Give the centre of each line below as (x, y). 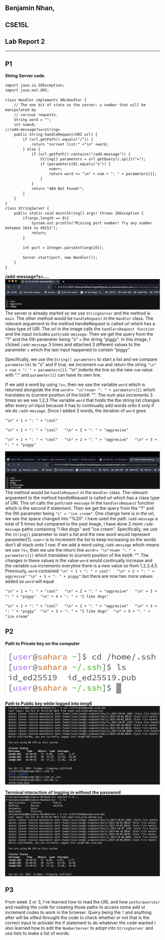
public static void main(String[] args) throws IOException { (79, 214)
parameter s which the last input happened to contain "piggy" (68, 350)
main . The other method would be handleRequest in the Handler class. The (79, 318)
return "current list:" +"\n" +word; (70, 145)
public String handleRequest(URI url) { (56, 135)
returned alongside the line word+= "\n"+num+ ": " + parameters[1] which (80, 390)
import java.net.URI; (27, 91)
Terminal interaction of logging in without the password (63, 792)
